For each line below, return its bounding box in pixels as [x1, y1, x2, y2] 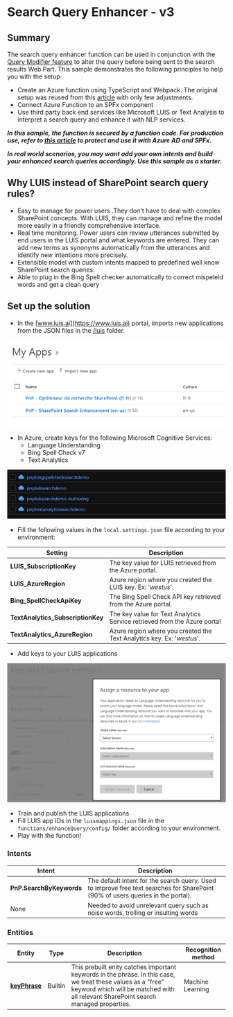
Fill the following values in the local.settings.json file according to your [17, 526, 225, 534]
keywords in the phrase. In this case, [71, 970, 175, 979]
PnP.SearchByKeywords [10, 884, 82, 893]
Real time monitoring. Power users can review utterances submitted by [17, 229, 220, 237]
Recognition [185, 945, 222, 954]
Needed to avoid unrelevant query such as [87, 901, 209, 909]
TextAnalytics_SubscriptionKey [10, 613, 104, 622]
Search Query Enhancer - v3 [7, 4, 175, 20]
